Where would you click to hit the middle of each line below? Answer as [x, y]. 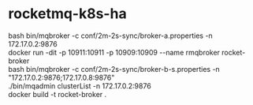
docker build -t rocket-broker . [58, 94]
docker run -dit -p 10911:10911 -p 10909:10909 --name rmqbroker [114, 52]
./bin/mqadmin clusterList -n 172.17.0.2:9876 [80, 86]
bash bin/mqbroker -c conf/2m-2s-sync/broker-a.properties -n [110, 36]
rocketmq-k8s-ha [68, 14]
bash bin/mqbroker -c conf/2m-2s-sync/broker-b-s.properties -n [114, 69]
